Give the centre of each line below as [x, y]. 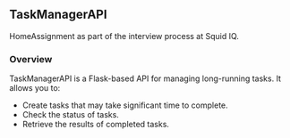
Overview [31, 59]
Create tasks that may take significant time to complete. [125, 105]
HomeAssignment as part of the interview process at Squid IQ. [124, 36]
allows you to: [35, 88]
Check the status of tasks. [70, 115]
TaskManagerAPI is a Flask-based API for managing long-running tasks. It [145, 78]
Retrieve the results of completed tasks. [96, 125]
